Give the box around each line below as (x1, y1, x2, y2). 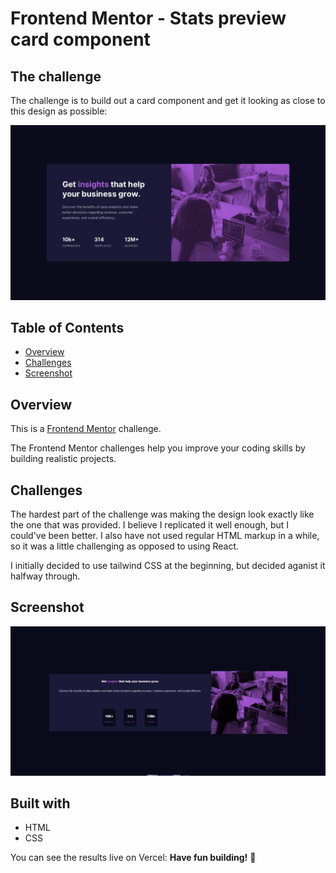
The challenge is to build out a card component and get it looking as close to (10, 95, 326, 106)
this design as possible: (10, 105, 108, 117)
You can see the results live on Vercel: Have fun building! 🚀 (10, 852, 257, 864)
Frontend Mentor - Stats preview (10, 7, 287, 30)
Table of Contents (10, 319, 125, 336)
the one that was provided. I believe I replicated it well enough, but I (10, 519, 290, 531)
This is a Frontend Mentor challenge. (10, 423, 162, 435)
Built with (10, 795, 71, 812)
